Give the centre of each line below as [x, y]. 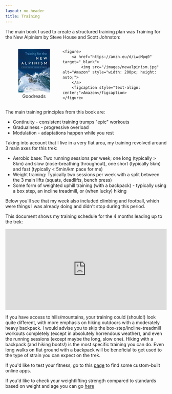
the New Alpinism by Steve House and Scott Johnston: [63, 37]
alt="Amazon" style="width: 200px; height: [110, 72]
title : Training [23, 16]
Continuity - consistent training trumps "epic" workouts [71, 122]
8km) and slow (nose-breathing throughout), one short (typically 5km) [87, 163]
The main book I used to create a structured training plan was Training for [83, 31]
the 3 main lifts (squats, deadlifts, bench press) [62, 180]
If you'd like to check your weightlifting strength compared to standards [81, 381]
